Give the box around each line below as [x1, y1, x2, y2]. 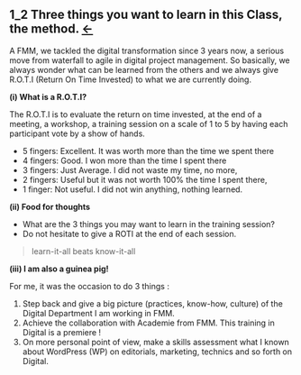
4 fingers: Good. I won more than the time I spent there [22, 155, 227, 166]
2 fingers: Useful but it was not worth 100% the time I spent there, [22, 174, 268, 185]
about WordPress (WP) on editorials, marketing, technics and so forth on [22, 346, 293, 357]
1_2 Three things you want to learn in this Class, [9, 7, 283, 23]
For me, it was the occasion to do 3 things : [9, 280, 169, 291]
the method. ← [9, 22, 94, 37]
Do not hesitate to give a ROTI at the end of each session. [22, 228, 237, 239]
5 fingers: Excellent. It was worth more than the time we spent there [22, 145, 275, 156]
